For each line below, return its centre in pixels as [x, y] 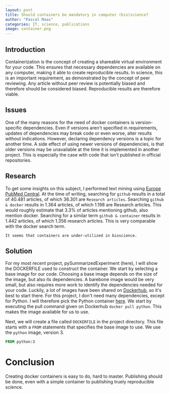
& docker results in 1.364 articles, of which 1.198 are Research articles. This [83, 204]
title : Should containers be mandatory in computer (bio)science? [77, 15]
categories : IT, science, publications [47, 24]
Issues [16, 110]
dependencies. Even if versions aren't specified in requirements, [90, 128]
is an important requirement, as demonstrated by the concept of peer [78, 78]
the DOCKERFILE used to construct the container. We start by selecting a [82, 269]
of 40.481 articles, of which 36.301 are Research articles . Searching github [84, 199]
